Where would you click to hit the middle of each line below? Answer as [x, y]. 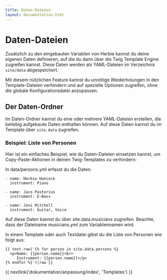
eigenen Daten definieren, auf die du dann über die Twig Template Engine [82, 59]
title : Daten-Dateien [28, 10]
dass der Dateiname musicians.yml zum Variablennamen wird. [70, 225]
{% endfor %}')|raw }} [29, 262]
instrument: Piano [29, 183]
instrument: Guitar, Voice [38, 210]
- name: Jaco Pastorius [30, 192]
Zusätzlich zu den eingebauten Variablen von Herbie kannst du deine [77, 54]
